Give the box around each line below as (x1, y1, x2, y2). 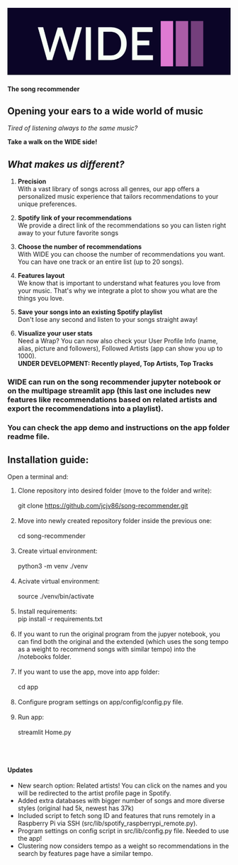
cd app (17, 682, 39, 691)
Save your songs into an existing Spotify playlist (17, 308, 163, 316)
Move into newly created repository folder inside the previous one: (17, 516, 212, 525)
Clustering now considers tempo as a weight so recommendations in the (17, 842, 229, 850)
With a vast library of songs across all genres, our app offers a (17, 185, 200, 193)
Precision (17, 177, 47, 186)
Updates (7, 765, 33, 774)
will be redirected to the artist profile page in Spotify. (17, 789, 171, 797)
